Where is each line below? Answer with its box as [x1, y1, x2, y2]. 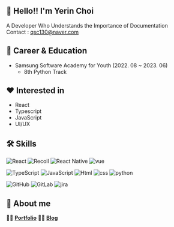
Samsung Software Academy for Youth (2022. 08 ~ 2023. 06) [14, 61, 168, 69]
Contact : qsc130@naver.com [6, 28, 79, 35]
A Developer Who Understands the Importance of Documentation [6, 22, 168, 29]
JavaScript [14, 114, 42, 121]
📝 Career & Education [6, 46, 88, 56]
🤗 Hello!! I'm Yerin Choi [6, 6, 94, 16]
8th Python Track [23, 68, 67, 75]
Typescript [14, 107, 42, 115]
